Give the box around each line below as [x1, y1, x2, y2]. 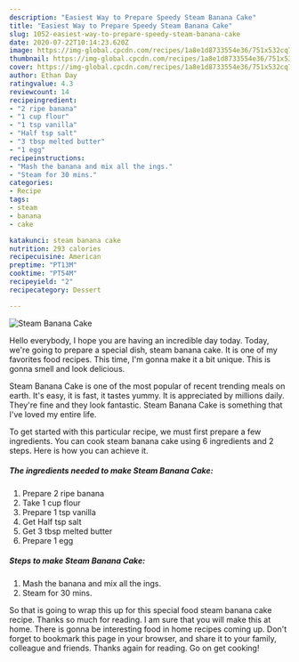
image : [9, 46, 34, 55]
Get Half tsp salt [21, 516, 82, 527]
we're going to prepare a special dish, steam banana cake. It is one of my [9, 344, 278, 355]
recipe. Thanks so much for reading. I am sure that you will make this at [9, 614, 271, 625]
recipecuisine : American [9, 253, 101, 262]
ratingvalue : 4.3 [9, 79, 74, 88]
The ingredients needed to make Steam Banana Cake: [9, 465, 214, 476]
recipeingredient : [9, 95, 77, 105]
